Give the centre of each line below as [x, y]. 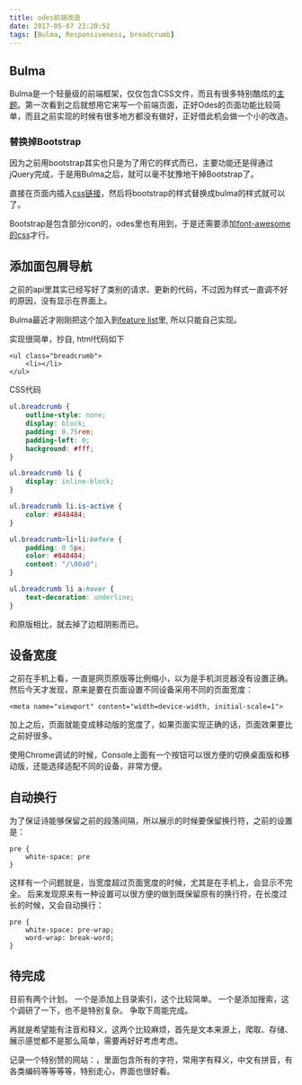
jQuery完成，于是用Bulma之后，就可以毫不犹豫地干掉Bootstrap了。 [134, 174]
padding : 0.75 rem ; [60, 432]
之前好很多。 [33, 736]
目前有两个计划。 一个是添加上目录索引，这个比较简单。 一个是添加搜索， [145, 999]
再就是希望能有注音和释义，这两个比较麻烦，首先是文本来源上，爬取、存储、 [151, 1030]
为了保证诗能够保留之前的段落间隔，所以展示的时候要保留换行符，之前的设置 [151, 821]
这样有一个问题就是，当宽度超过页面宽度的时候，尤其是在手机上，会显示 [143, 882]
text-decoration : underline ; [80, 597]
